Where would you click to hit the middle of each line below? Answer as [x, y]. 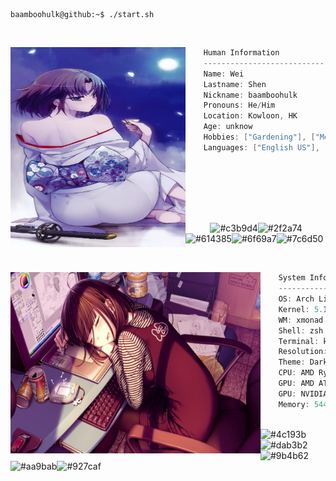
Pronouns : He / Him [239, 105]
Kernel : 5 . [301, 309]
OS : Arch [296, 299]
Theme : [292, 362]
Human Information [241, 53]
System [292, 278]
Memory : [294, 404]
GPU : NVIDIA [303, 394]
